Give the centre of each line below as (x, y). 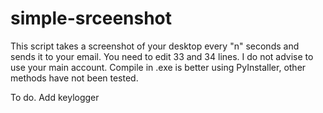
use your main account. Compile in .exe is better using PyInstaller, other (158, 67)
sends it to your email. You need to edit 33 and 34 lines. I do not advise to (162, 56)
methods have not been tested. (74, 78)
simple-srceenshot (91, 18)
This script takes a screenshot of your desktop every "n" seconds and (155, 46)
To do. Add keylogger (55, 97)
